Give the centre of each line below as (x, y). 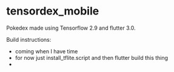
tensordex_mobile (53, 11)
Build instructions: (29, 39)
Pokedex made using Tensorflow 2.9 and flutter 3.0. (71, 28)
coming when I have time (46, 51)
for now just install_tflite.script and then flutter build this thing (92, 57)
